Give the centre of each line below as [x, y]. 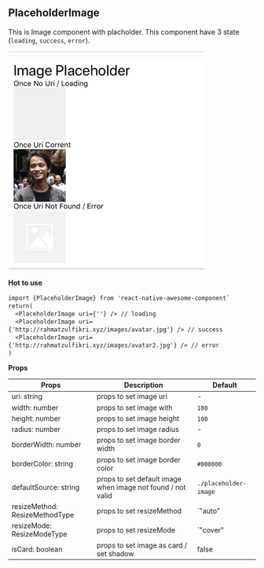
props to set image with [135, 408]
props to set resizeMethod [139, 511]
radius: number [36, 430]
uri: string [27, 396]
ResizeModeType [39, 534]
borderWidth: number [46, 444]
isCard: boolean [37, 549]
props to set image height [138, 418]
